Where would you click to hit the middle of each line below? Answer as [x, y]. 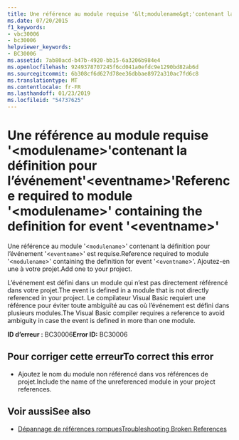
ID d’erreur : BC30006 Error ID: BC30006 [68, 334]
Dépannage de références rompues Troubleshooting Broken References [122, 429]
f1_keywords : [27, 27]
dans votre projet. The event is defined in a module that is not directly [108, 290]
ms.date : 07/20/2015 [38, 21]
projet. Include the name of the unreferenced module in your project [116, 382]
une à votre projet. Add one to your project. [70, 269]
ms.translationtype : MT [43, 80]
